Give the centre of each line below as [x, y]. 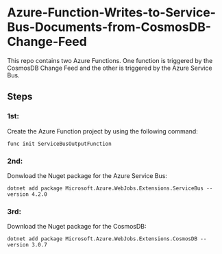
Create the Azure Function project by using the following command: [103, 131]
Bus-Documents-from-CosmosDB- [109, 27]
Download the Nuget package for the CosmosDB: [77, 227]
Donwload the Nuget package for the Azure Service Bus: [87, 175]
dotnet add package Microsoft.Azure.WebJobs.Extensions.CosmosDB [102, 239]
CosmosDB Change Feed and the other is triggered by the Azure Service [110, 68]
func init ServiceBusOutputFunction [59, 144]
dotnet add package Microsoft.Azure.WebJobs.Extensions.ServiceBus [106, 188]
